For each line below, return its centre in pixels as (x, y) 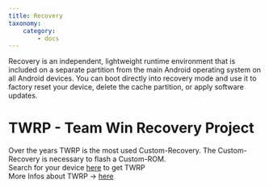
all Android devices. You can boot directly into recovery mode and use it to (132, 78)
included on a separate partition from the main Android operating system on (134, 70)
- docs (48, 38)
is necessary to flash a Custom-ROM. (104, 159)
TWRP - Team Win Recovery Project (131, 128)
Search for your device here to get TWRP (77, 168)
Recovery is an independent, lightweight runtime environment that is (122, 61)
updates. (23, 96)
